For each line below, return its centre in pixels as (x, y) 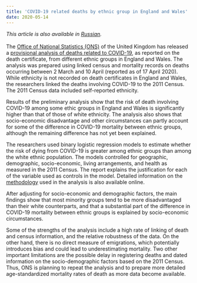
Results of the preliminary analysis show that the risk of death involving (92, 101)
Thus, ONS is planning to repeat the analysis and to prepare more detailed (96, 267)
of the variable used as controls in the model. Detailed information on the (94, 176)
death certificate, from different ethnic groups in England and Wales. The (95, 59)
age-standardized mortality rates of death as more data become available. (96, 274)
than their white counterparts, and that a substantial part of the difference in (98, 206)
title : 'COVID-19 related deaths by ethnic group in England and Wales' (97, 11)
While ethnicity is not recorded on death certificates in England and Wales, (96, 78)
